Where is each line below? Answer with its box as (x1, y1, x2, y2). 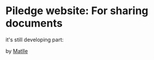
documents (5, 16, 63, 30)
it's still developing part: (5, 36, 64, 43)
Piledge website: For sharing (5, 4, 149, 18)
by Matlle (5, 47, 28, 54)
